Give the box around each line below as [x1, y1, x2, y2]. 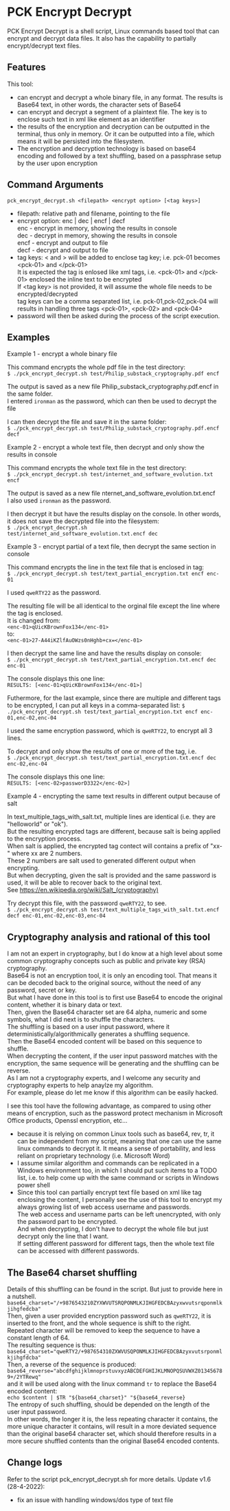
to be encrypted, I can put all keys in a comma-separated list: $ [7, 701, 185, 710]
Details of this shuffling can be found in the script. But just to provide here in [7, 1285, 223, 1293]
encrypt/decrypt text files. [7, 41, 81, 50]
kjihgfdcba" [7, 1354, 41, 1361]
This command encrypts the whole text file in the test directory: [7, 464, 187, 472]
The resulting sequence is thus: [7, 1341, 96, 1349]
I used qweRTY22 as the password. [7, 589, 102, 597]
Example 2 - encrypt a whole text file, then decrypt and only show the [7, 443, 205, 452]
